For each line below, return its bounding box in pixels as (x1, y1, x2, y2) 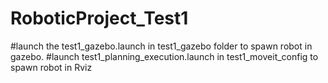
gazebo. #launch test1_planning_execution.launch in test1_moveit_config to (10, 50, 319, 62)
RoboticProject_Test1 (10, 7, 189, 30)
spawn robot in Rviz (10, 61, 93, 73)
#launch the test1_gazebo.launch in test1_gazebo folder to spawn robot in (10, 40, 313, 52)
